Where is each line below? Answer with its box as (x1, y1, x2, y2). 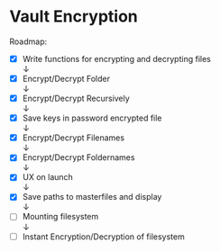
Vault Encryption (9, 6, 138, 27)
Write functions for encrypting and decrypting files (22, 53, 212, 64)
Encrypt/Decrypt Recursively (22, 93, 131, 104)
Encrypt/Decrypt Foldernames (22, 152, 135, 163)
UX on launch (22, 172, 74, 183)
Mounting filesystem (22, 211, 99, 222)
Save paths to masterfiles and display (22, 192, 162, 202)
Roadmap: (9, 36, 48, 47)
